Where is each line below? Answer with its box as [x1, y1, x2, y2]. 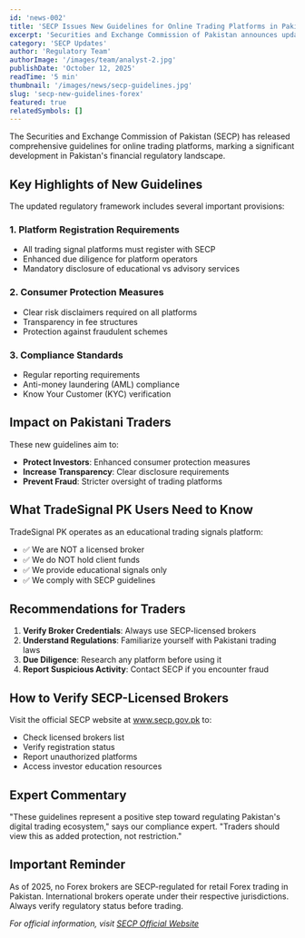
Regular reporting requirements [22, 369, 141, 380]
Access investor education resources [22, 761, 162, 772]
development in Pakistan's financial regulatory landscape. [9, 151, 226, 162]
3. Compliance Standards [9, 349, 124, 361]
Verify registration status [22, 742, 115, 753]
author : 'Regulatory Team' [9, 47, 112, 56]
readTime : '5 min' [9, 73, 79, 82]
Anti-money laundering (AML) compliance [22, 379, 180, 390]
